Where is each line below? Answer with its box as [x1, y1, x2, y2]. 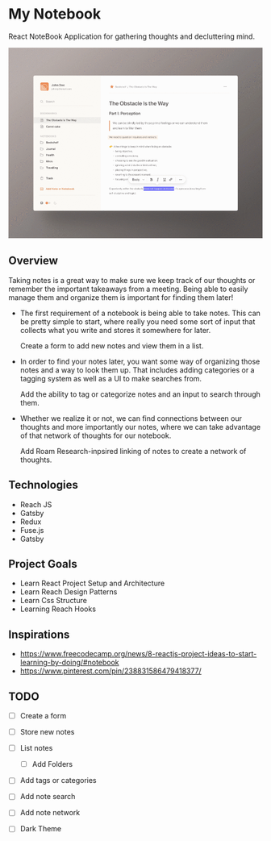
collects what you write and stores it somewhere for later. [19, 325, 211, 335]
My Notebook [8, 5, 102, 23]
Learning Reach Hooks [19, 604, 97, 614]
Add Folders [31, 760, 73, 769]
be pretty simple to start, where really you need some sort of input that [19, 316, 256, 327]
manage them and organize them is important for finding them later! [8, 292, 234, 302]
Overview [8, 254, 59, 268]
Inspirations [8, 627, 70, 641]
